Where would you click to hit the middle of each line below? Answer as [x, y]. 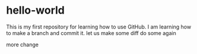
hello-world [36, 10]
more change [22, 45]
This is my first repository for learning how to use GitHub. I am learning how [99, 27]
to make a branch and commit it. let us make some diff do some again [91, 33]
